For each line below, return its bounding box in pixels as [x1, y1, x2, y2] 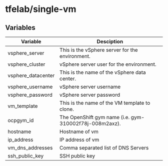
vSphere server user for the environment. [59, 61, 156, 68]
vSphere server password [59, 91, 120, 98]
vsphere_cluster [7, 61, 45, 68]
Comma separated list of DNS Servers [59, 145, 149, 151]
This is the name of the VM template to [59, 100, 150, 106]
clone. [59, 106, 74, 113]
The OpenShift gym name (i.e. [59, 114, 130, 121]
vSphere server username [59, 83, 121, 90]
